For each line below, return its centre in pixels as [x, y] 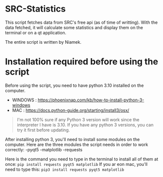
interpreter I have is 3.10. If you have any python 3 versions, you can [85, 125]
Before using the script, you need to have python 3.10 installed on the [74, 85]
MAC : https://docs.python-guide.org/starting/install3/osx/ [71, 110]
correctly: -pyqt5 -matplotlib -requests [44, 149]
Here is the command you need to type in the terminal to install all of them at [82, 159]
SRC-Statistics [36, 9]
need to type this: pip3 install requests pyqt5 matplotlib [64, 169]
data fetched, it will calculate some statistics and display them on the [74, 27]
